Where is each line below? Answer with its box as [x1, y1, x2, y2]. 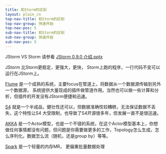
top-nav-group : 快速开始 [5, 21, 54, 26]
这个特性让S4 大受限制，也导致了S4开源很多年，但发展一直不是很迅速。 [13, 110, 162, 116]
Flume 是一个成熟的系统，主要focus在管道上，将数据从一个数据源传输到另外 [5, 81, 162, 87]
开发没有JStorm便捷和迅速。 [31, 93, 90, 99]
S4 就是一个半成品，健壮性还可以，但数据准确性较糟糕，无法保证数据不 [5, 103, 152, 109]
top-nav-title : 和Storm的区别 [5, 16, 65, 21]
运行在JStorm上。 [5, 70, 42, 76]
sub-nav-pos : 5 [5, 40, 37, 45]
